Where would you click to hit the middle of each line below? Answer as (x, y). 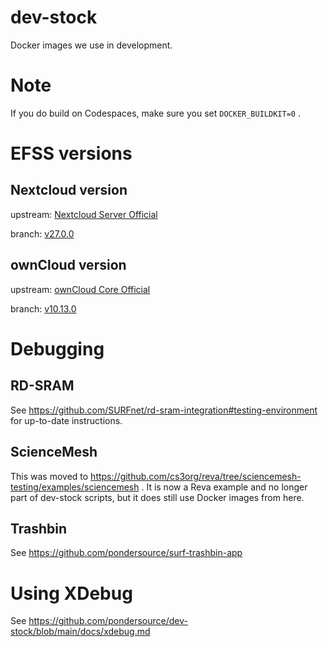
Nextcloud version (69, 190)
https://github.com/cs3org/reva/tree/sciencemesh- (196, 476)
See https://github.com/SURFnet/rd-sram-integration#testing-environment (164, 410)
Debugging (57, 348)
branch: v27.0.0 (42, 233)
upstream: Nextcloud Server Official (84, 214)
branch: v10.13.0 (43, 308)
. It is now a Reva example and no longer (224, 487)
